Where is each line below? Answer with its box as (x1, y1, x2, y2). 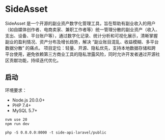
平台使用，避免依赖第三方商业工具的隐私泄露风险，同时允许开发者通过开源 (5, 51, 156, 57)
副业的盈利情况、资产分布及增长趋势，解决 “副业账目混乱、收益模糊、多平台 (5, 38, 159, 45)
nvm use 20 (5, 117, 27, 122)
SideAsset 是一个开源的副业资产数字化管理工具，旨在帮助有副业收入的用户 (5, 20, 156, 26)
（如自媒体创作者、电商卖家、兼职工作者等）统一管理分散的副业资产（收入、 (5, 26, 160, 33)
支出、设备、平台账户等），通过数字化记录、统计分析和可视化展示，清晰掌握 (5, 33, 158, 38)
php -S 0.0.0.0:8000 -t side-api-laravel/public (5, 130, 107, 135)
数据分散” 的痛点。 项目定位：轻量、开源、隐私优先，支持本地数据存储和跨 (5, 45, 156, 51)
